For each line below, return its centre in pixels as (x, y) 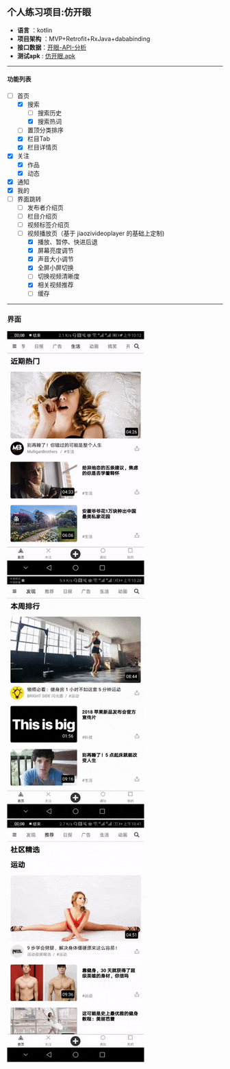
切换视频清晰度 (59, 276)
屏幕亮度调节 (55, 251)
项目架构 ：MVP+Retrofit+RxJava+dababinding (84, 38)
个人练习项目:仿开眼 (49, 12)
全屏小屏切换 (55, 268)
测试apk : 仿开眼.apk (46, 56)
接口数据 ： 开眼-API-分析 (52, 47)
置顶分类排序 (45, 130)
